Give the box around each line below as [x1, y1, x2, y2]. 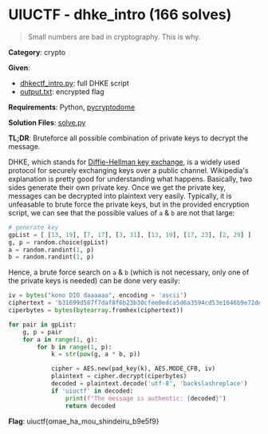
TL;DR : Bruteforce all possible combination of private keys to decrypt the [8, 133, 249, 143]
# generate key [8, 223, 59, 231]
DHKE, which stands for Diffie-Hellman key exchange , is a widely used [8, 157, 241, 167]
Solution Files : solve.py [8, 117, 86, 127]
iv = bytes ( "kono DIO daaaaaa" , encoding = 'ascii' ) [8, 291, 187, 300]
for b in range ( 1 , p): [37, 343, 112, 351]
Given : [8, 62, 30, 73]
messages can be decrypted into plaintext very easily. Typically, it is [8, 191, 232, 200]
